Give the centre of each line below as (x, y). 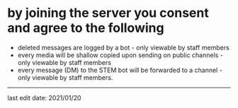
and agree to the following (86, 28)
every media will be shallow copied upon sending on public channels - (120, 55)
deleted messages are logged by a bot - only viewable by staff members (124, 47)
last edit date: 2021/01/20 (44, 97)
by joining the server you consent (108, 13)
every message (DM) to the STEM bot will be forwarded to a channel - (120, 70)
